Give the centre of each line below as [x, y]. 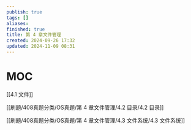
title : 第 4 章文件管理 [34, 35]
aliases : [17, 23]
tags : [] [17, 18]
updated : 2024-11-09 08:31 [41, 47]
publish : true [24, 12]
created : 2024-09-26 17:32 [41, 40]
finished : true [26, 29]
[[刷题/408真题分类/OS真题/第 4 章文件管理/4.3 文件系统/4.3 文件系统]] [96, 120]
